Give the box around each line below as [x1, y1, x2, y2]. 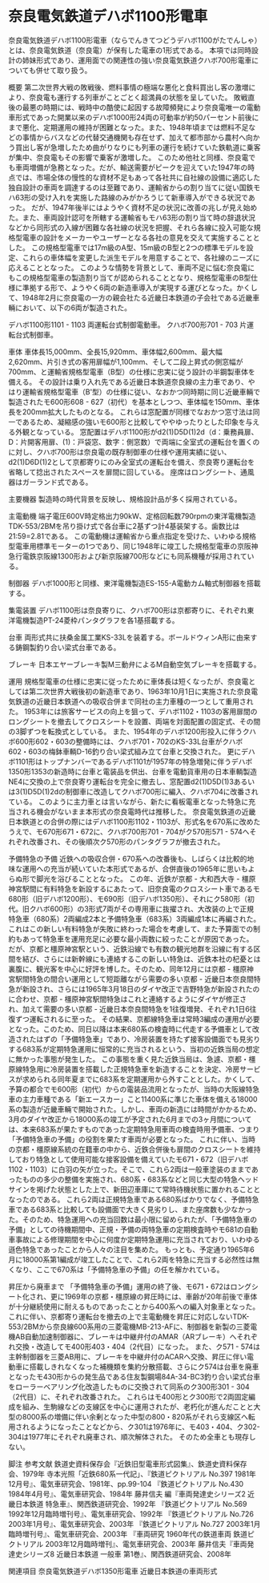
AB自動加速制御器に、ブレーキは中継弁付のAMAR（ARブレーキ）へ [14, 1331, 238, 1341]
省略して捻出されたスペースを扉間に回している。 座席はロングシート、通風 [8, 466, 255, 477]
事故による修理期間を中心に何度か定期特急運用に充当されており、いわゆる [14, 1234, 260, 1244]
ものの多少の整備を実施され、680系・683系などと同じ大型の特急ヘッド [22, 1174, 259, 1184]
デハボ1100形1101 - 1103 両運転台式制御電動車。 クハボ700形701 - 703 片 [8, 320, 247, 329]
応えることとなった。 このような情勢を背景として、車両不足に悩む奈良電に [8, 262, 255, 273]
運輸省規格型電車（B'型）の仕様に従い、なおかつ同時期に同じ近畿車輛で [22, 386, 261, 397]
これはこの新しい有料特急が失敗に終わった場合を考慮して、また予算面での [8, 923, 254, 934]
